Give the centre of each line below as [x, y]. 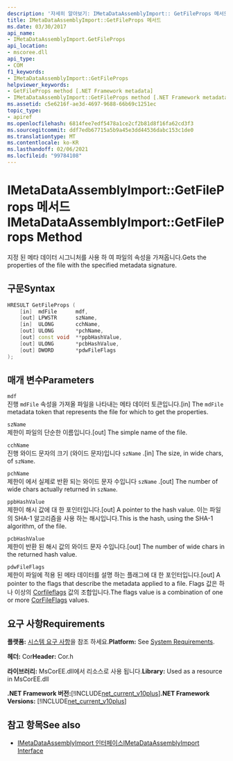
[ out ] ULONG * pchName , [62, 331]
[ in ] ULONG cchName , [60, 325]
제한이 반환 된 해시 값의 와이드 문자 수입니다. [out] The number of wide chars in [116, 547]
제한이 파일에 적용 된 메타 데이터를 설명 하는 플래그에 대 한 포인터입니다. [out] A [114, 575]
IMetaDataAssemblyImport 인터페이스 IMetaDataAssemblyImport [108, 743]
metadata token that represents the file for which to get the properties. [108, 412]
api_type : [21, 59]
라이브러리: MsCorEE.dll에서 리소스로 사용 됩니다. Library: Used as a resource [115, 671]
